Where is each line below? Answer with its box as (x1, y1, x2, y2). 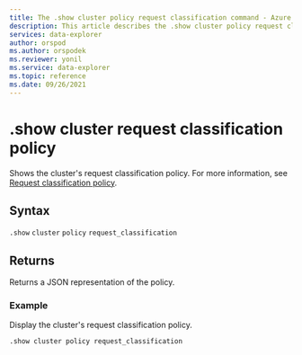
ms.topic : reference (9, 72, 87, 81)
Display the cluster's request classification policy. (9, 320, 193, 331)
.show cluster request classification (9, 119, 283, 139)
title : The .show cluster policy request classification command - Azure (9, 13, 292, 22)
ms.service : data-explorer (9, 64, 111, 73)
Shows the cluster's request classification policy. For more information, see (9, 167, 288, 178)
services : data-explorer (9, 30, 102, 39)
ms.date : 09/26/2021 (9, 80, 87, 89)
